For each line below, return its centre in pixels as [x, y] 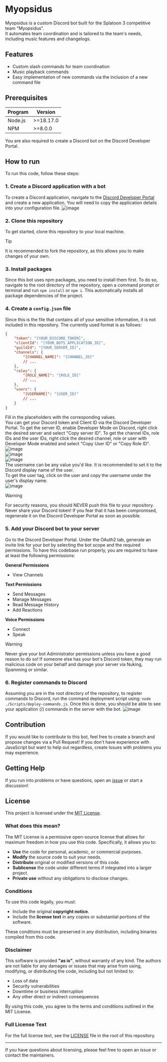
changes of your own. [28, 256]
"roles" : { [25, 371]
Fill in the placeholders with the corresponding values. [61, 417]
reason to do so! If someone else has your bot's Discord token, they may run [83, 659]
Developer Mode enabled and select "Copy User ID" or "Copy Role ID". [78, 444]
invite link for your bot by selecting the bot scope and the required [73, 545]
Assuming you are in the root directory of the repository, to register [74, 693]
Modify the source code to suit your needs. [57, 857]
